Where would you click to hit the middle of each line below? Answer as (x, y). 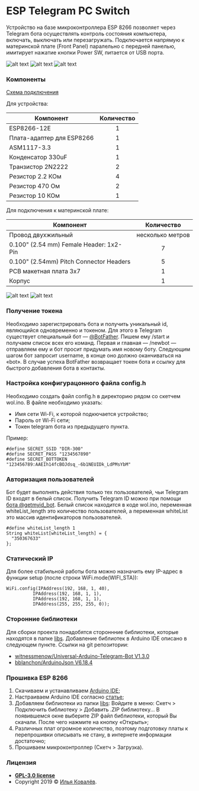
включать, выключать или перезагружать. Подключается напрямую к (95, 40)
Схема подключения (33, 92)
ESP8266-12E (30, 129)
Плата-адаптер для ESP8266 (52, 138)
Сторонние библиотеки (42, 619)
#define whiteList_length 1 (41, 529)
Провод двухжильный (41, 235)
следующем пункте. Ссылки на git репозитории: (68, 645)
